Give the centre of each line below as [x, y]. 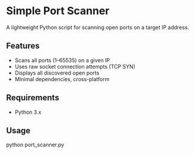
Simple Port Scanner [58, 11]
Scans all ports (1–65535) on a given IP [62, 60]
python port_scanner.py [35, 145]
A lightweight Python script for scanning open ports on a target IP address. [98, 27]
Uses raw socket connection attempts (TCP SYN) [75, 66]
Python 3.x [28, 112]
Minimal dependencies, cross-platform [62, 79]
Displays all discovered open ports [57, 73]
